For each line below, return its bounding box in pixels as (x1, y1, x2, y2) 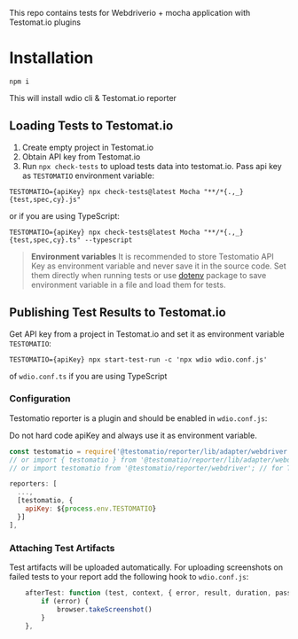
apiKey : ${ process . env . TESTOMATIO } (25, 504, 157, 513)
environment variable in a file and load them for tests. (30, 279, 226, 290)
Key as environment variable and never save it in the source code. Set (30, 261, 286, 271)
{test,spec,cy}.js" (9, 195, 82, 204)
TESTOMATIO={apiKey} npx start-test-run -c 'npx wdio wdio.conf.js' (9, 355, 268, 364)
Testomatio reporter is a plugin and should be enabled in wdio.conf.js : (9, 412, 268, 424)
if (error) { (41, 596, 90, 605)
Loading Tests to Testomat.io (9, 119, 174, 134)
